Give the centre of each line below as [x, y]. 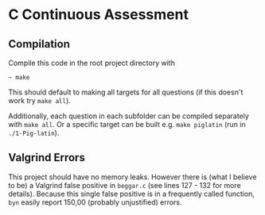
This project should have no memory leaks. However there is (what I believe [132, 177]
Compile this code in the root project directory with [92, 63]
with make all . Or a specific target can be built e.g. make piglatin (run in [127, 124]
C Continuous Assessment [99, 15]
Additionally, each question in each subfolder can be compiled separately [129, 116]
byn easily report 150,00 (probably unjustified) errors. [95, 202]
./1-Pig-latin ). [34, 133]
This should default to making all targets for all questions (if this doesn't [126, 92]
